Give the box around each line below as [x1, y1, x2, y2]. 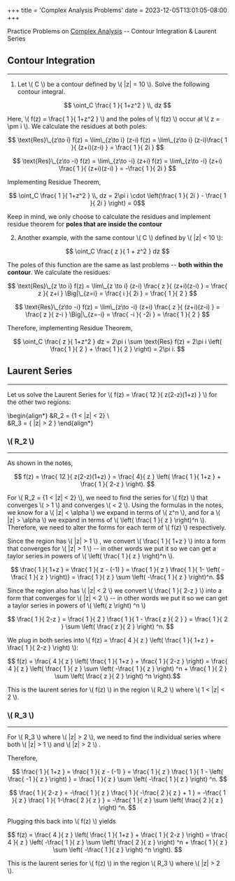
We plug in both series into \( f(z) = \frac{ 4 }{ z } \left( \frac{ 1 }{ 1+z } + [7, 635, 215, 644]
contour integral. [17, 87, 66, 95]
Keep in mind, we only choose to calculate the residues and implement [7, 212, 211, 220]
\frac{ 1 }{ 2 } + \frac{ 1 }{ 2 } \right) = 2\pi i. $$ [50, 344, 185, 353]
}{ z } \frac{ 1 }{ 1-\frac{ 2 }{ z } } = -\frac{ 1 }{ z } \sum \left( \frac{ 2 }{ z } [11, 796, 224, 805]
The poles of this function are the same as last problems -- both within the [7, 260, 224, 269]
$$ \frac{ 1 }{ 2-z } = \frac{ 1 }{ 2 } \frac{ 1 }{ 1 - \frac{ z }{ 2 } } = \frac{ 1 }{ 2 [7, 614, 228, 623]
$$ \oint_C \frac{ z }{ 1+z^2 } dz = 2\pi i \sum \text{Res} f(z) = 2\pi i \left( [13, 337, 222, 346]
